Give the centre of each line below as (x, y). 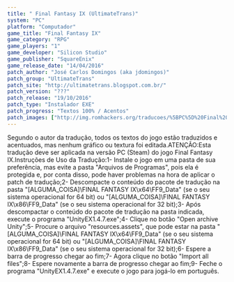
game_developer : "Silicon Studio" (57, 53)
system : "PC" (26, 20)
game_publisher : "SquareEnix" (51, 59)
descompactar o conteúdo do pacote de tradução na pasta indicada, (106, 211)
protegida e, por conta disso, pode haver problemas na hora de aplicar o (111, 175)
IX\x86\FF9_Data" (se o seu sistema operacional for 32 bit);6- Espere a (109, 248)
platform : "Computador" (42, 27)
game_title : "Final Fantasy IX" (54, 33)
